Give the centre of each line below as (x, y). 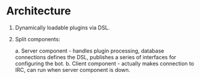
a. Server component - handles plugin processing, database (89, 51)
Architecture (39, 11)
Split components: (37, 39)
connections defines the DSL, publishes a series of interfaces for (95, 57)
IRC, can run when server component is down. (73, 69)
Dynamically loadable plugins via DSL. (62, 28)
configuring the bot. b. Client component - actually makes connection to (105, 63)
